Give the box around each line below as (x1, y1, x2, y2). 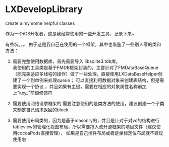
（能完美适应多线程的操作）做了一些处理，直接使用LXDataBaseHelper (12, 70, 158, 77)
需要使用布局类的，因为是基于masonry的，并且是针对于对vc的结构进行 (12, 117, 160, 123)
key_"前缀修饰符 (19, 90, 53, 96)
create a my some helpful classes (5, 20, 75, 26)
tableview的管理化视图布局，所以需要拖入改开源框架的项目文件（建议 (12, 123, 156, 129)
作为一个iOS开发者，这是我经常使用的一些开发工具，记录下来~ (5, 30, 135, 36)
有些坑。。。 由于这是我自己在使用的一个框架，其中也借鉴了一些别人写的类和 (5, 41, 161, 47)
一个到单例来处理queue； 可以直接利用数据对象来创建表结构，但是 (21, 77, 160, 83)
